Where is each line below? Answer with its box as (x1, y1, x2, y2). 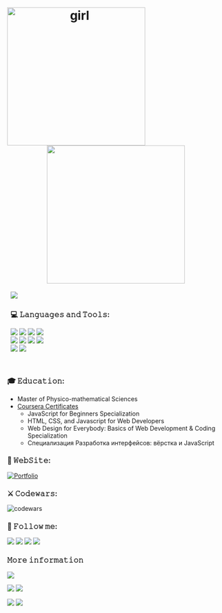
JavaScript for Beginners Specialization (27, 409, 140, 418)
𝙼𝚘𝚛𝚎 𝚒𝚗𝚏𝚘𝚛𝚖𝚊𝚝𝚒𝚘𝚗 (7, 556, 84, 565)
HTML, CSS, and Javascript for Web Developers (27, 416, 165, 425)
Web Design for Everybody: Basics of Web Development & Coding (27, 424, 216, 432)
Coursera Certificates (17, 402, 79, 410)
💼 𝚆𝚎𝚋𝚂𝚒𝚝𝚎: (7, 456, 51, 465)
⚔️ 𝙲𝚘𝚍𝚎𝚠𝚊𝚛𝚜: (7, 489, 58, 498)
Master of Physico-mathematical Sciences (17, 394, 138, 403)
